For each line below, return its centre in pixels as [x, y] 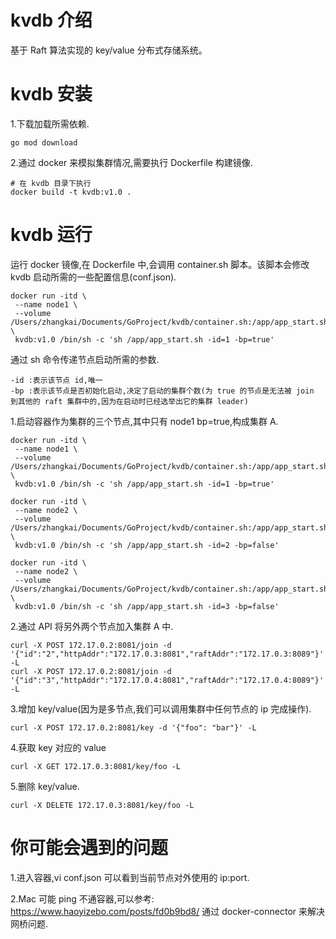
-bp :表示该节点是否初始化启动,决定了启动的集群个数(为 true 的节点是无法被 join [162, 391]
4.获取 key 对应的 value [58, 747]
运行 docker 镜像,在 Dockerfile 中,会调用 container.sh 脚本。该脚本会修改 [160, 264]
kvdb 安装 [51, 94]
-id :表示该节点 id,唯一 [56, 380]
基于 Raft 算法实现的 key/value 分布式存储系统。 [109, 50]
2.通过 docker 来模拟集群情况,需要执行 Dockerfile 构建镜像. [131, 162]
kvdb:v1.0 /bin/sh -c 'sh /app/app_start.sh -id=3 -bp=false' [147, 606]
